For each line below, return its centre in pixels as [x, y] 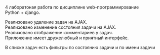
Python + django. [23, 12]
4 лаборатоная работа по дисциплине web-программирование [72, 7]
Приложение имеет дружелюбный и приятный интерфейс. [67, 38]
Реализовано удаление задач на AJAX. [46, 22]
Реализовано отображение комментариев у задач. [59, 32]
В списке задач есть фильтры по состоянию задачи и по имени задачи [80, 47]
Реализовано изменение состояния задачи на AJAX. [61, 27]
